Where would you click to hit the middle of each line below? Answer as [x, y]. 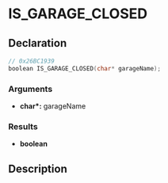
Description [38, 168]
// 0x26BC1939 [32, 61]
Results [23, 126]
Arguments [31, 89]
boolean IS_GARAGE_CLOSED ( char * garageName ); [84, 68]
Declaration [38, 43]
